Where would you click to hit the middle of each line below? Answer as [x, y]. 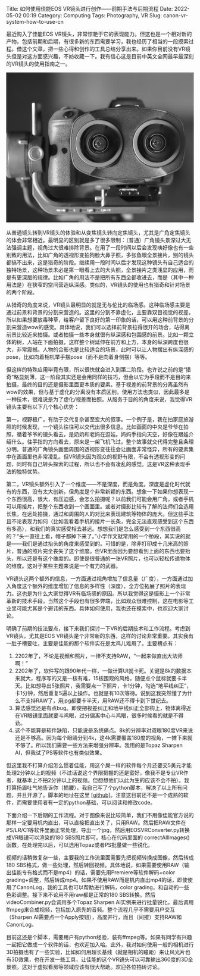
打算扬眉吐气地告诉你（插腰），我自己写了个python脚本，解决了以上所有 [94, 788]
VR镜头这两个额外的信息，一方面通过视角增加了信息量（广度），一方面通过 [97, 578]
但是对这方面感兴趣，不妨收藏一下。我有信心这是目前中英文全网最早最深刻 [102, 56]
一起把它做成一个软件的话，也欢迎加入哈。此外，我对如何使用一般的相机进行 [100, 944]
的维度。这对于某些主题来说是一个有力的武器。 [63, 566]
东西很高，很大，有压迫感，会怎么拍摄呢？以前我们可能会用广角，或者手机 [102, 499]
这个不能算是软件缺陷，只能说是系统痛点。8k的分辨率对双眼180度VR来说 [104, 730]
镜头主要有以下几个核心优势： [43, 407]
